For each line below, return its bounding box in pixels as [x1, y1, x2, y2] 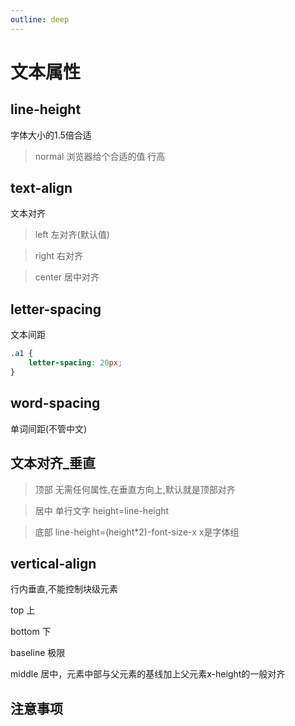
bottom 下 [10, 626, 52, 638]
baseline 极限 [10, 647, 66, 659]
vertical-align [10, 555, 97, 572]
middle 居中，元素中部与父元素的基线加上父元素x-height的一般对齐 [10, 668, 286, 680]
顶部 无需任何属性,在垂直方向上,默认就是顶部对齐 [34, 483, 236, 495]
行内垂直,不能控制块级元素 [10, 583, 119, 595]
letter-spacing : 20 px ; [28, 358, 123, 368]
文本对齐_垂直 [10, 455, 96, 472]
